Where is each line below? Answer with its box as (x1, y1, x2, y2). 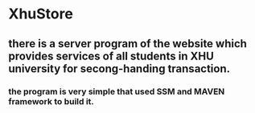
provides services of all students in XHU (8, 49, 215, 63)
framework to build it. (8, 95, 95, 107)
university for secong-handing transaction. (8, 62, 231, 75)
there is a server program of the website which (8, 37, 248, 50)
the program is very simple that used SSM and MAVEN (8, 86, 225, 97)
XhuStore (8, 5, 74, 23)
